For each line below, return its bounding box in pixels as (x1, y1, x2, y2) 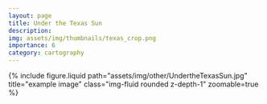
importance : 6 (8, 42, 56, 50)
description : (8, 26, 52, 34)
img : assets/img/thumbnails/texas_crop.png (8, 34, 157, 42)
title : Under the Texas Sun (8, 19, 103, 27)
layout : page (8, 11, 52, 20)
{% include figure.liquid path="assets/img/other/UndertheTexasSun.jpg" (8, 71, 248, 80)
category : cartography (8, 49, 84, 57)
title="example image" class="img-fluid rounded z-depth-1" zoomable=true (8, 79, 259, 89)
